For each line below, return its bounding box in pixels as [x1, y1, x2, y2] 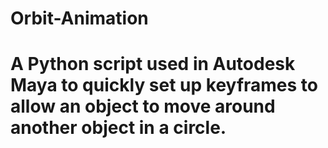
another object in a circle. [10, 117, 227, 139]
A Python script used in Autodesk [10, 53, 296, 76]
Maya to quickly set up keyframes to [10, 74, 318, 97]
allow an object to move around [10, 95, 276, 118]
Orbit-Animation [10, 7, 149, 30]
